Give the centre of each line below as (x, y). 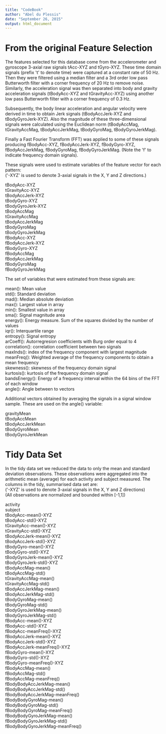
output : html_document (28, 24)
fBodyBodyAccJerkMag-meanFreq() (42, 695)
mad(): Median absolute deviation (39, 299)
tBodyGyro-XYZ (22, 201)
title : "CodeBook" (24, 10)
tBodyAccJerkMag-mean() (32, 589)
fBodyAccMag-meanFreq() (33, 679)
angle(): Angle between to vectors (40, 389)
